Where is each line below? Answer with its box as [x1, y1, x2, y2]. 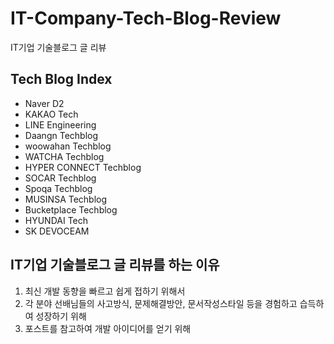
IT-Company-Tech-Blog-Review [10, 7, 282, 30]
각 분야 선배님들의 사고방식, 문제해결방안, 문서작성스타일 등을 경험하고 [24, 297, 298, 309]
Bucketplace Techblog [24, 203, 118, 216]
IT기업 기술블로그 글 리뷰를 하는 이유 [10, 257, 220, 274]
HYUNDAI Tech [24, 214, 89, 226]
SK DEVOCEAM [24, 225, 90, 237]
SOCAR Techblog [24, 172, 97, 184]
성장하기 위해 [35, 310, 87, 322]
